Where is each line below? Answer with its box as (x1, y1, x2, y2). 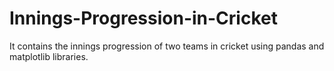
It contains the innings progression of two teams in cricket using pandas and (9, 40, 325, 52)
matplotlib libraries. (9, 50, 89, 62)
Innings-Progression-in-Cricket (9, 7, 278, 30)
